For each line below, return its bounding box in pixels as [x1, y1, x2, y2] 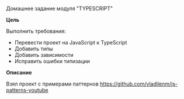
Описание [6, 69, 32, 76]
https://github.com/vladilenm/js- [100, 80, 178, 87]
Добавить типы [14, 45, 54, 52]
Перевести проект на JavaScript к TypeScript [14, 39, 127, 46]
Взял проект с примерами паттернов [6, 80, 99, 87]
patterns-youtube [6, 87, 48, 93]
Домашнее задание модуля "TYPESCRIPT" [6, 5, 113, 12]
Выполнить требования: [6, 28, 66, 35]
